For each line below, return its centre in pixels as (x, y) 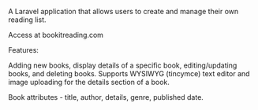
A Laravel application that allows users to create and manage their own (123, 11)
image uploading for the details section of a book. (89, 82)
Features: (24, 50)
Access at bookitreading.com (56, 35)
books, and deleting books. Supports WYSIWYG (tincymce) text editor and (129, 73)
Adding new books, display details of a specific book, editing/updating (123, 65)
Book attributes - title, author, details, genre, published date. (106, 97)
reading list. (27, 20)
